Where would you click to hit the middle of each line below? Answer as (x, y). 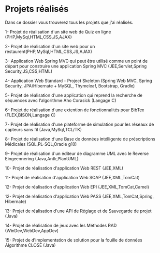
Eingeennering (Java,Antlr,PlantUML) (42, 158)
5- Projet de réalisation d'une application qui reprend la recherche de (74, 95)
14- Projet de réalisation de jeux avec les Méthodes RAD (61, 225)
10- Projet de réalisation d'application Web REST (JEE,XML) (64, 168)
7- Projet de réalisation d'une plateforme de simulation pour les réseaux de (80, 124)
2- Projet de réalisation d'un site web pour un (50, 46)
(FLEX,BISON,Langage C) (30, 115)
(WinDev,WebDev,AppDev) (32, 230)
